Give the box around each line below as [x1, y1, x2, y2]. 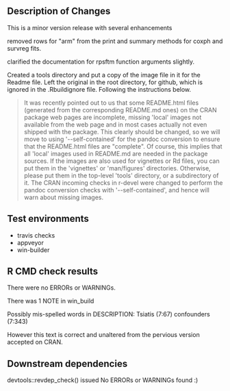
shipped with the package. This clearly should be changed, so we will [23, 127, 220, 136]
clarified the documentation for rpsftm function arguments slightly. [7, 58, 195, 66]
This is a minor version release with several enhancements [7, 23, 172, 31]
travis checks [16, 231, 55, 239]
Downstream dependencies [7, 357, 128, 369]
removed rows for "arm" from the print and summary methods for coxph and [7, 37, 223, 45]
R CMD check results [7, 266, 99, 277]
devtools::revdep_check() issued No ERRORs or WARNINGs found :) [7, 376, 199, 384]
